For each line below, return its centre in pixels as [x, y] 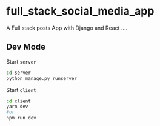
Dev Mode [26, 47]
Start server [21, 61]
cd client [19, 101]
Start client [21, 90]
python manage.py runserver [42, 78]
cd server [19, 73]
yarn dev [17, 107]
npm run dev [21, 118]
